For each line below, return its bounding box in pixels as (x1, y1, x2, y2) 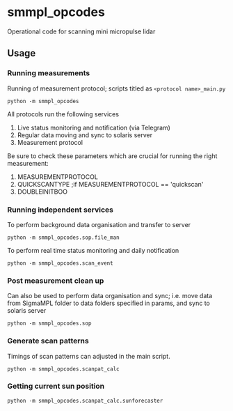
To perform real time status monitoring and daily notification (7, 246, 179, 254)
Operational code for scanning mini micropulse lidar (7, 27, 156, 36)
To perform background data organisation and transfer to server (7, 220, 191, 228)
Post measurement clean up (7, 276, 104, 286)
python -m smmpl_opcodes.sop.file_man (7, 234, 120, 241)
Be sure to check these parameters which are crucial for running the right (7, 151, 218, 160)
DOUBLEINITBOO (17, 187, 68, 196)
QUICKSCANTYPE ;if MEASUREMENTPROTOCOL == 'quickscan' (17, 180, 204, 188)
